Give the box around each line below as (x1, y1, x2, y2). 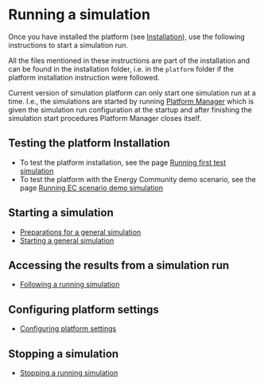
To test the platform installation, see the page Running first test (19, 157, 227, 167)
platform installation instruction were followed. (8, 72, 161, 82)
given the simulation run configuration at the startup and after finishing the (8, 105, 252, 115)
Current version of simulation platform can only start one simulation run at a (8, 87, 256, 97)
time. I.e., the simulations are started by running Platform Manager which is (8, 96, 254, 106)
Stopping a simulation (8, 347, 119, 360)
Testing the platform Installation (8, 137, 171, 150)
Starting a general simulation (19, 235, 115, 245)
